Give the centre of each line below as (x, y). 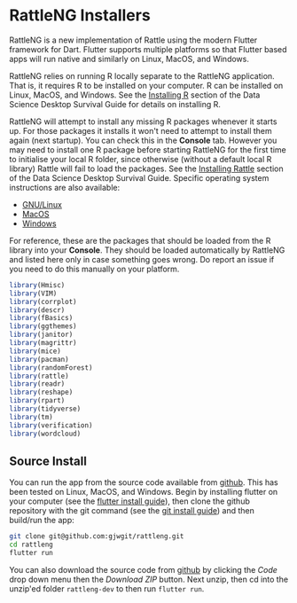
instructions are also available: (65, 187)
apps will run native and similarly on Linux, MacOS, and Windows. (129, 59)
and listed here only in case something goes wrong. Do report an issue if (142, 259)
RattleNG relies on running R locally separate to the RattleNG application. (142, 75)
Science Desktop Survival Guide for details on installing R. (115, 104)
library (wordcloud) (45, 434)
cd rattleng (31, 545)
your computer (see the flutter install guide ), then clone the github (129, 501)
